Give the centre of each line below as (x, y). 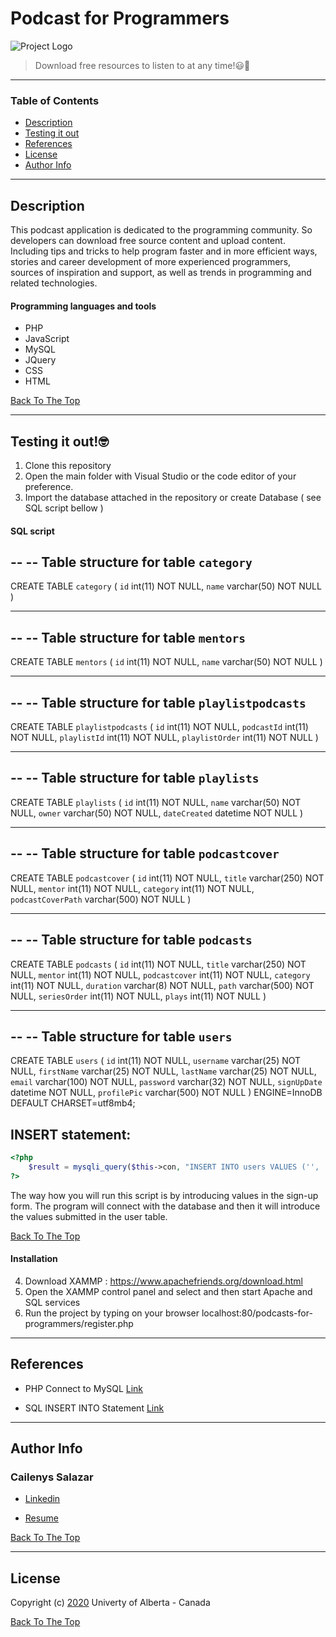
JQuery (40, 360)
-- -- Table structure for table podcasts (131, 940)
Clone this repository (68, 466)
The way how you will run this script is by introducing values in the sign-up (164, 1195)
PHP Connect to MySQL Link (84, 1388)
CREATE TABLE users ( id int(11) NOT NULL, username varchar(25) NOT (156, 1061)
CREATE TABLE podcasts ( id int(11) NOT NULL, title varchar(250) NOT (158, 964)
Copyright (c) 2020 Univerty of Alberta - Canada (110, 1603)
